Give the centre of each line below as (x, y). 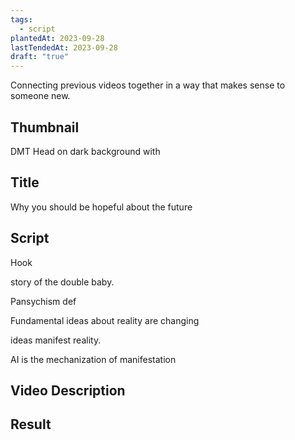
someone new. (40, 96)
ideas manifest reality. (56, 340)
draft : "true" (40, 57)
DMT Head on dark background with (85, 151)
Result (31, 424)
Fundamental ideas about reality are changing (105, 320)
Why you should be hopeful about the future (101, 207)
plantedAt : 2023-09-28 (57, 38)
